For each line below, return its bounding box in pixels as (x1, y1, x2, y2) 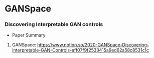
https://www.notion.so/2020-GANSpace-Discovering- (37, 42, 149, 48)
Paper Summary (12, 32, 46, 38)
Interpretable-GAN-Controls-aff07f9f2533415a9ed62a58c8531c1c (12, 47, 149, 53)
